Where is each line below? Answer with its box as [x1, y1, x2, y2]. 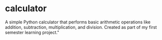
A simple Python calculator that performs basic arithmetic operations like [5, 19, 151, 25]
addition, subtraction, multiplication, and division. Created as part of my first [5, 24, 157, 30]
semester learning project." [5, 29, 60, 35]
